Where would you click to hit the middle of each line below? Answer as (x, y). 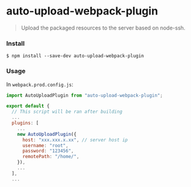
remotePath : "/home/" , (51, 157)
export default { (28, 106)
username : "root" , (45, 145)
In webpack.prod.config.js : (40, 84)
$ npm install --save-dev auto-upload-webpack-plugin (75, 56)
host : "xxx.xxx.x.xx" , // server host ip (75, 140)
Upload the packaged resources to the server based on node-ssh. (103, 28)
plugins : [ (25, 123)
